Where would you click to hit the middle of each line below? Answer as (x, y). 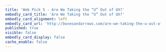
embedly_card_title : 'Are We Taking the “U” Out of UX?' (65, 14)
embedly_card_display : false (35, 38)
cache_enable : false (26, 42)
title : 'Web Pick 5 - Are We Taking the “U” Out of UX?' (65, 10)
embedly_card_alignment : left (36, 19)
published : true (22, 28)
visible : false (21, 33)
